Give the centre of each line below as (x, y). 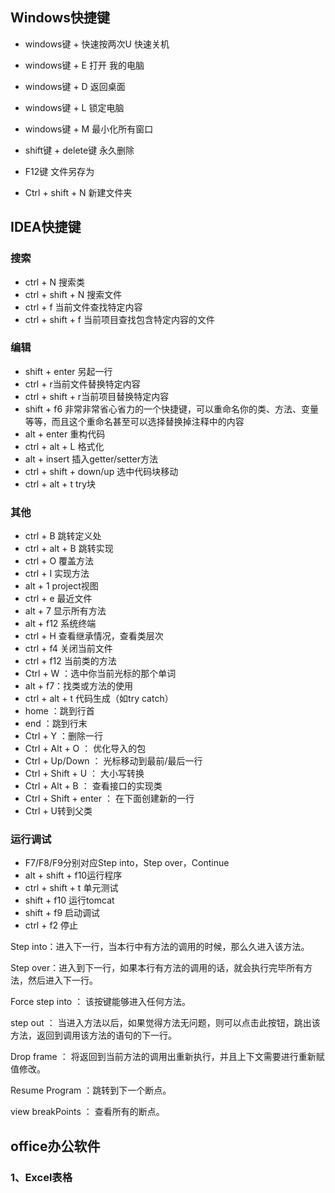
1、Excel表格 (41, 1177)
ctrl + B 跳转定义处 (63, 536)
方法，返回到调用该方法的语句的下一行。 (93, 1035)
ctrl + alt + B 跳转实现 (69, 549)
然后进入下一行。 (62, 980)
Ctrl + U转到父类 (58, 811)
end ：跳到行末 (56, 724)
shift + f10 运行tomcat (69, 900)
